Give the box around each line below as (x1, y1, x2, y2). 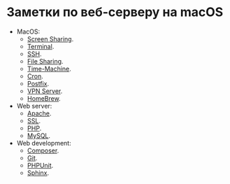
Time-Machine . (27, 64, 71, 73)
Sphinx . (27, 169, 50, 177)
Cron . (27, 71, 43, 80)
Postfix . (27, 79, 50, 87)
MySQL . (27, 131, 50, 140)
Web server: (16, 101, 52, 110)
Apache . (27, 109, 52, 118)
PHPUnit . (27, 161, 54, 169)
